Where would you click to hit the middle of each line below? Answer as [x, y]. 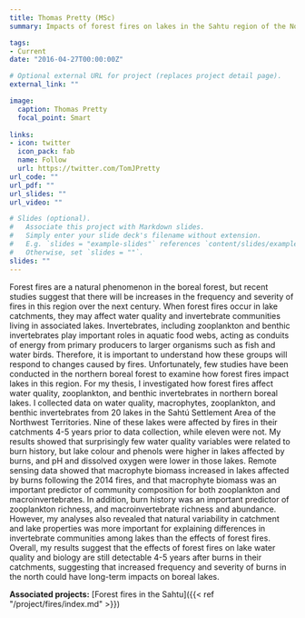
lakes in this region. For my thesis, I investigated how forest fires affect [142, 384]
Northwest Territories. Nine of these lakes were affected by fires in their [144, 422]
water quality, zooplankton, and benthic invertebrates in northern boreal [144, 393]
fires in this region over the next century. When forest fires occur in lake [144, 306]
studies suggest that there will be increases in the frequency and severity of [152, 296]
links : [22, 135]
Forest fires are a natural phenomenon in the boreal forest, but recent [139, 286]
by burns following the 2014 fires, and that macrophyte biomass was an [143, 480]
